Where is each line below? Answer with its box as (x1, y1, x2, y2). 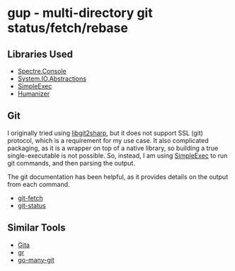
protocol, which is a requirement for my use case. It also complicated (7, 136, 209, 144)
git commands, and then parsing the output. (7, 158, 136, 167)
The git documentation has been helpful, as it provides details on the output (7, 172, 229, 181)
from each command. (7, 180, 70, 188)
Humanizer (17, 90, 50, 98)
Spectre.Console (17, 67, 67, 75)
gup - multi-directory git (7, 5, 154, 21)
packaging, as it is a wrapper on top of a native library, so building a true (7, 144, 219, 152)
